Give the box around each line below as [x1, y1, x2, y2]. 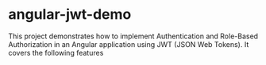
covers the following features [8, 48, 104, 57]
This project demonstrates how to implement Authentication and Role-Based [8, 31, 259, 41]
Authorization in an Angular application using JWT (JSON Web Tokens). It [8, 39, 249, 49]
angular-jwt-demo [8, 5, 132, 23]
